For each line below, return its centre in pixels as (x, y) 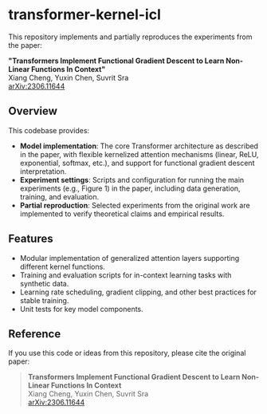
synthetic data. (44, 283)
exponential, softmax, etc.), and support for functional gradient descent (137, 163)
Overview (33, 111)
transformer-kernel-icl (85, 15)
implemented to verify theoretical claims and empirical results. (122, 214)
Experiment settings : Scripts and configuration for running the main (132, 179)
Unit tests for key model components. (81, 309)
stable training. (44, 300)
